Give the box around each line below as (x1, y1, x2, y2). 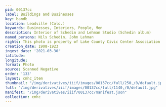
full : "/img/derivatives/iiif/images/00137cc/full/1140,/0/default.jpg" (5, 85, 158, 90)
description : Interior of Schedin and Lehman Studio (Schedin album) (5, 30, 152, 35)
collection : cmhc (5, 94, 41, 99)
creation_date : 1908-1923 (5, 44, 58, 49)
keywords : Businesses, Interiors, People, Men (5, 26, 103, 31)
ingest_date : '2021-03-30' (5, 48, 61, 53)
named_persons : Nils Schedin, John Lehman (5, 35, 94, 40)
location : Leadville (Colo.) (5, 21, 65, 26)
